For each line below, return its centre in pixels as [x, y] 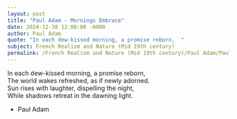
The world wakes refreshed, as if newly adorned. [79, 80]
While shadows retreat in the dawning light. [70, 95]
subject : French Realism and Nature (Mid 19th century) [91, 46]
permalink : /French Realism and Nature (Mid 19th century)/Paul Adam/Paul [120, 54]
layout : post [26, 14]
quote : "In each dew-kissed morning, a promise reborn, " [96, 40]
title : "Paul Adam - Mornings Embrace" [66, 20]
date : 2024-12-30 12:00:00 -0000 [56, 27]
